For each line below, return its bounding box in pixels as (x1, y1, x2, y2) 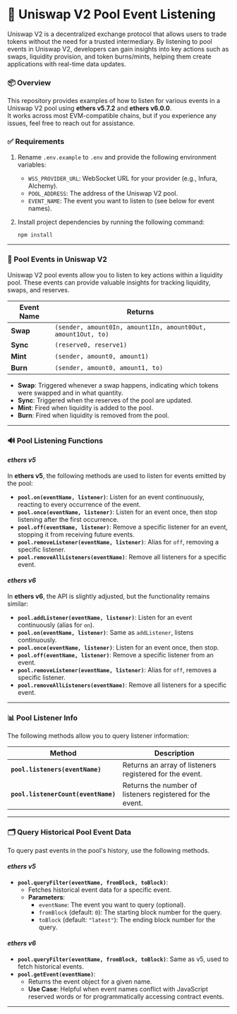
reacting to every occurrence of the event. (17, 500, 141, 508)
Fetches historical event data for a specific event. (28, 885, 171, 894)
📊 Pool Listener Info (7, 712, 78, 722)
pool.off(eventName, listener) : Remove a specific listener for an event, (17, 523, 228, 531)
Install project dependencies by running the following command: (17, 217, 205, 226)
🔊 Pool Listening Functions (7, 436, 104, 446)
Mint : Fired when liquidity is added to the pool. (17, 403, 154, 412)
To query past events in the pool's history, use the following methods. (7, 846, 210, 854)
